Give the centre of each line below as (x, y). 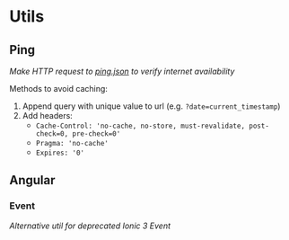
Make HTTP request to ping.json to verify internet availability (122, 71)
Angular (32, 180)
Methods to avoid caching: (58, 89)
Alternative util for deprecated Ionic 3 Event (90, 226)
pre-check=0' (96, 134)
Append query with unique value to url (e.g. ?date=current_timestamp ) (151, 106)
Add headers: (48, 116)
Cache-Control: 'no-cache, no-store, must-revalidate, (140, 126)
